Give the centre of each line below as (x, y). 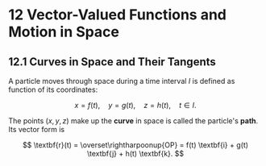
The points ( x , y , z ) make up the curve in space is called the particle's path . (133, 121)
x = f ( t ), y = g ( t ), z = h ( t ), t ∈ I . (135, 105)
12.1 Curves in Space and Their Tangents (112, 62)
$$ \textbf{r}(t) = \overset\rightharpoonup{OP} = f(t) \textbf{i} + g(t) (135, 145)
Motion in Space (64, 32)
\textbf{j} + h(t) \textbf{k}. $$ (135, 154)
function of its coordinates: (53, 89)
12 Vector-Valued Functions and (118, 15)
